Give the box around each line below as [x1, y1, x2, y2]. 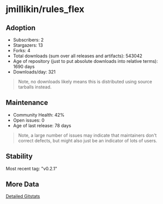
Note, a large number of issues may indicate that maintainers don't [18, 132, 157, 138]
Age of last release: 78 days [13, 122, 71, 129]
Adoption [6, 24, 36, 32]
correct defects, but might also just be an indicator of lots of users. [18, 137, 157, 144]
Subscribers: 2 [13, 37, 44, 43]
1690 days [13, 64, 35, 69]
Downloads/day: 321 [13, 69, 56, 75]
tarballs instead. [18, 84, 52, 90]
